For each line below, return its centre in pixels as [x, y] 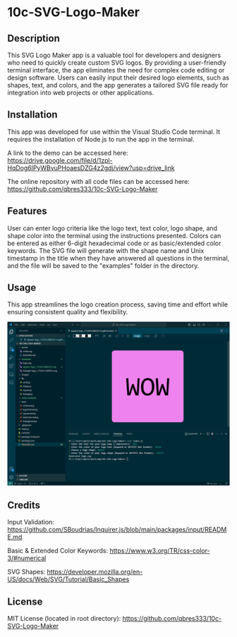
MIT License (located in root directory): [64, 619]
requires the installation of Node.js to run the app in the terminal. [101, 139]
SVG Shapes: [26, 572]
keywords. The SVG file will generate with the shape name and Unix [106, 250]
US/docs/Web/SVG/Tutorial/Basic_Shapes [68, 579]
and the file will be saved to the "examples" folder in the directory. [103, 266]
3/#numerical [27, 558]
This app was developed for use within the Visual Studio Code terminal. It [114, 132]
